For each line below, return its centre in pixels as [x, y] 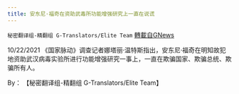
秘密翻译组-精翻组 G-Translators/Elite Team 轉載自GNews [91, 35]
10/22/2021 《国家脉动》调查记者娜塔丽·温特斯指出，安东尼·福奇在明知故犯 [117, 49]
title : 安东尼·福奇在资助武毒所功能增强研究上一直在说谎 [81, 14]
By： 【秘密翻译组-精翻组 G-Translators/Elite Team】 [85, 83]
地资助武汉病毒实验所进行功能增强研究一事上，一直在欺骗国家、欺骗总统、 [116, 59]
